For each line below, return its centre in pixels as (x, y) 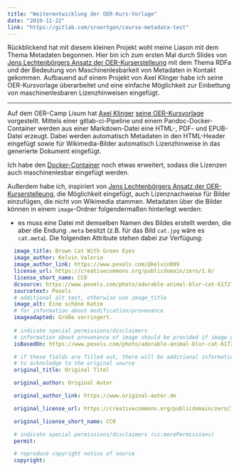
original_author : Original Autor (63, 383)
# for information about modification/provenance (89, 311)
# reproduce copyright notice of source (74, 454)
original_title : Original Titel (62, 370)
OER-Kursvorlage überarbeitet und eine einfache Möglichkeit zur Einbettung (119, 86)
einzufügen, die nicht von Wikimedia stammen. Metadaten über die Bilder (115, 202)
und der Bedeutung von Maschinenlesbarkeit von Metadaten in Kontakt (112, 70)
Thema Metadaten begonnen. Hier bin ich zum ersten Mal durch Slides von (117, 55)
